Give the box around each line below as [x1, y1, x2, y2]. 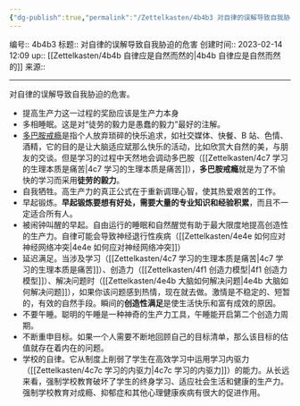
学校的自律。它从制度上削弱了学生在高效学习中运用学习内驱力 [21, 353, 250, 364]
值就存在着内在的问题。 [21, 342, 109, 353]
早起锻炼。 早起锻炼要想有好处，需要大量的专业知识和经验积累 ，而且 [21, 197, 273, 207]
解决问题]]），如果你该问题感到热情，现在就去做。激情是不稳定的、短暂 [29, 286, 291, 297]
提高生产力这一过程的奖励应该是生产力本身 [21, 107, 179, 118]
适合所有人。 [29, 207, 78, 219]
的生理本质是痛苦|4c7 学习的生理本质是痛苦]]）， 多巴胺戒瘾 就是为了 [21, 163, 271, 174]
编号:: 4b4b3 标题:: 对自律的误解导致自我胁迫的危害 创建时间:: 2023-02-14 [9, 38, 283, 49]
